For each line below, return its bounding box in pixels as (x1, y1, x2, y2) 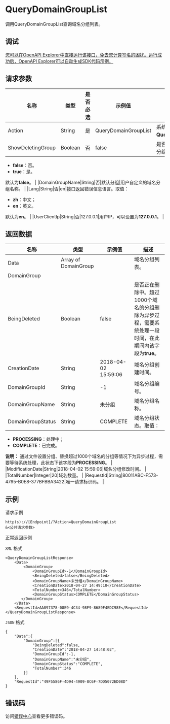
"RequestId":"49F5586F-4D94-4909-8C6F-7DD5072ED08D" (14, 679, 128, 684)
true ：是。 (12, 169, 35, 175)
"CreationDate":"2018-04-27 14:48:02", (32, 647, 116, 652)
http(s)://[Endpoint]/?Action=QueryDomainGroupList (5, 519, 116, 525)
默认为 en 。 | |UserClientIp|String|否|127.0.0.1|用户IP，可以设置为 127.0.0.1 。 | (5, 213, 164, 219)
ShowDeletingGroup (8, 144, 56, 151)
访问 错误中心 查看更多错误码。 (5, 713, 67, 719)
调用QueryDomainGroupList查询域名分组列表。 (5, 21, 103, 27)
